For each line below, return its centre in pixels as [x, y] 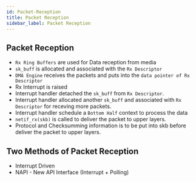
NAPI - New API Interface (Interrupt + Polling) [72, 172]
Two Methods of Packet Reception [73, 151]
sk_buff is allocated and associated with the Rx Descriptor [89, 69]
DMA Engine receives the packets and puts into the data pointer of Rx [102, 75]
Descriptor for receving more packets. [63, 106]
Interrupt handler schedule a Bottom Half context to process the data [101, 113]
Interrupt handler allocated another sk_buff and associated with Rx [98, 100]
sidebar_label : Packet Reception [49, 23]
